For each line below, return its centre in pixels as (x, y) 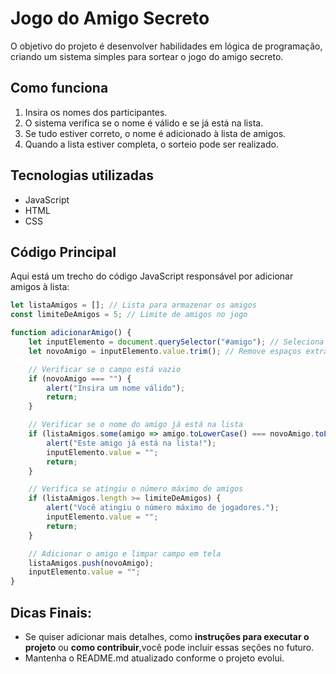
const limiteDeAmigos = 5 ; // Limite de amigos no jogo (129, 315)
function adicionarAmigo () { (71, 333)
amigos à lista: (40, 287)
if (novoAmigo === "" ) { (80, 378)
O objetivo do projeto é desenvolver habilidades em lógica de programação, (166, 46)
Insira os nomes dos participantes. (96, 112)
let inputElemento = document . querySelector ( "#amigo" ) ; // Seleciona (176, 342)
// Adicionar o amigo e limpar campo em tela (125, 553)
